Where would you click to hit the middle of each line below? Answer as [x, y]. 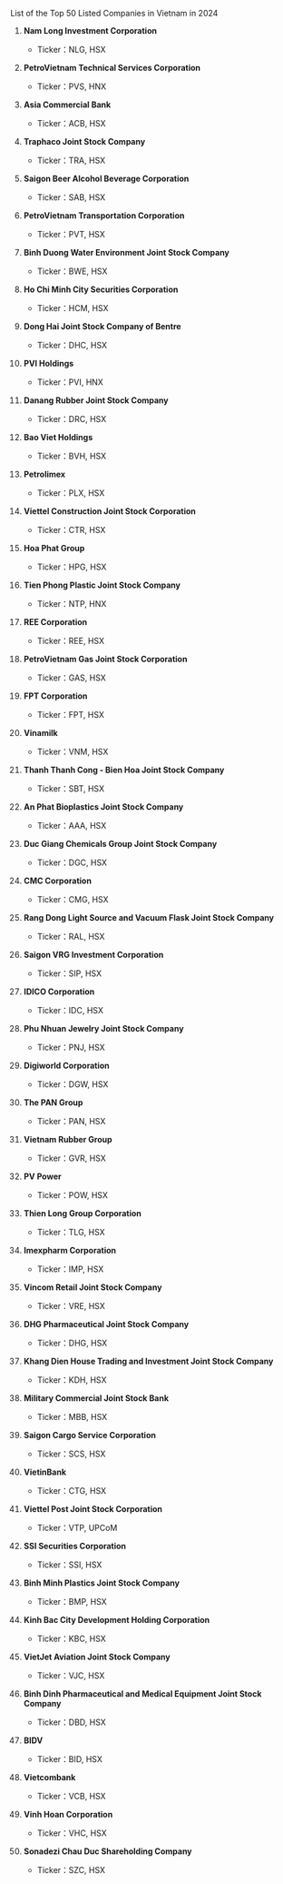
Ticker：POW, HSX [72, 1195]
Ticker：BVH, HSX [72, 456]
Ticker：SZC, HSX [71, 1870]
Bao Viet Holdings [58, 437]
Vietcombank [49, 1777]
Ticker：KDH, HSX [72, 1380]
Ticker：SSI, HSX [69, 1565]
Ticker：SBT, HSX [71, 789]
